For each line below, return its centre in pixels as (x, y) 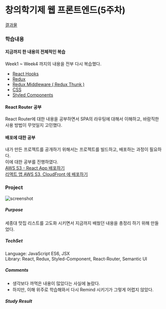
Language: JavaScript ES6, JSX (38, 253)
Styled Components (33, 95)
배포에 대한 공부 (20, 137)
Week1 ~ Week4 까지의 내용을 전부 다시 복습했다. (53, 64)
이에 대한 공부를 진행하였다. (32, 162)
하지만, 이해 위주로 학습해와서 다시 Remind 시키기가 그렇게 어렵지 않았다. (83, 290)
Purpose (14, 210)
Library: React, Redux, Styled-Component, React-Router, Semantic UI (76, 259)
